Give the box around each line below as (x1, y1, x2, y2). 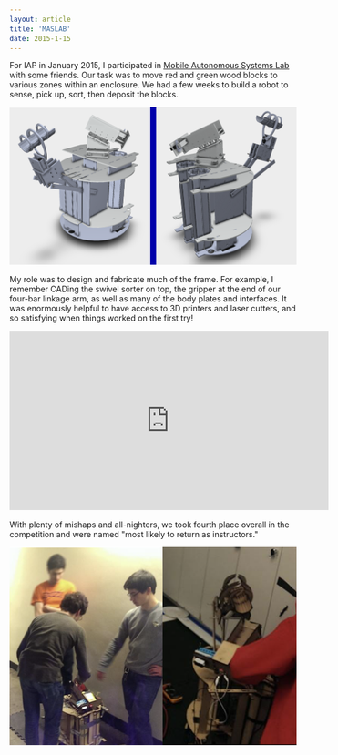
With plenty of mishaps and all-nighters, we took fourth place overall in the (9, 519, 290, 530)
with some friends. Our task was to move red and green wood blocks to (9, 69, 278, 81)
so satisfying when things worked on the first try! (9, 312, 194, 323)
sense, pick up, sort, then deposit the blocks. (9, 89, 179, 100)
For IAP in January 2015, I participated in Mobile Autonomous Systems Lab (9, 60, 290, 71)
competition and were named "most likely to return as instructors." (9, 529, 259, 540)
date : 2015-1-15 (9, 34, 71, 43)
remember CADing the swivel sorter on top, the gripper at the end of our (9, 283, 281, 295)
